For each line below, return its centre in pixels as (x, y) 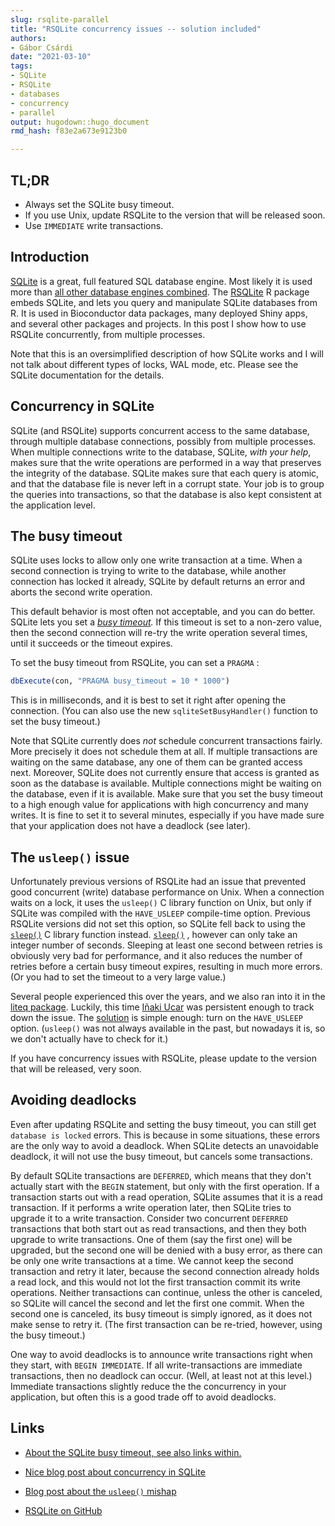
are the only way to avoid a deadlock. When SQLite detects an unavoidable (164, 1145)
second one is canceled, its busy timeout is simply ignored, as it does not (161, 1313)
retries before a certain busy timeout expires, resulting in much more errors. (166, 967)
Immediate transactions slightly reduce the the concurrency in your (148, 1386)
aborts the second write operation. (81, 592)
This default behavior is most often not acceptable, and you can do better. (163, 612)
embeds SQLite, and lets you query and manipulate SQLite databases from (164, 302)
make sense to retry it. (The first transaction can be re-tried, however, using (166, 1324)
